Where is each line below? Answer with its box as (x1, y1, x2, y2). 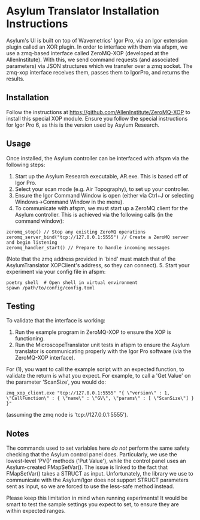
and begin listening (6, 239, 58, 246)
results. (6, 75, 25, 82)
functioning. (14, 335, 45, 342)
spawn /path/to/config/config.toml (6, 285, 95, 291)
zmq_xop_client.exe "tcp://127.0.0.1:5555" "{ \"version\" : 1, (6, 390, 170, 396)
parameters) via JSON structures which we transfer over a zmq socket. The (6, 62, 193, 70)
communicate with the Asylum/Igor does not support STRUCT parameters (6, 476, 189, 484)
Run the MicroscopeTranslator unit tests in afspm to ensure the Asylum (14, 341, 190, 349)
